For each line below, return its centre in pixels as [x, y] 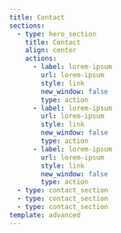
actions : [41, 58]
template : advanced [45, 215]
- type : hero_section [57, 34]
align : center [51, 50]
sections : [27, 26]
